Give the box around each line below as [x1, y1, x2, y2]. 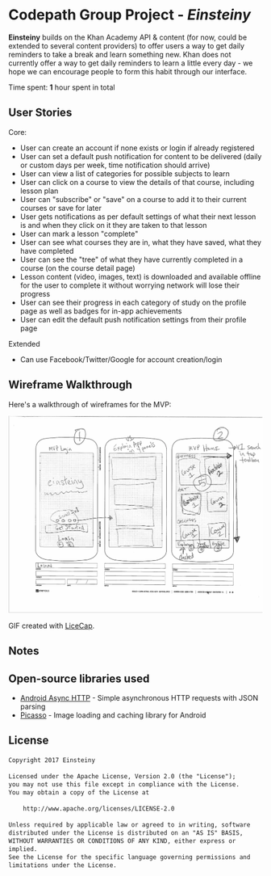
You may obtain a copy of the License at [8, 788, 150, 797]
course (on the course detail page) [19, 263, 135, 272]
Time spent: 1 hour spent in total [8, 82, 115, 92]
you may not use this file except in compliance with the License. [8, 780, 240, 789]
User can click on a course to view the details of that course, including [19, 177, 255, 187]
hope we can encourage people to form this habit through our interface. [8, 66, 248, 76]
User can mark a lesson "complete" [19, 229, 139, 238]
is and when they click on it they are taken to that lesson [19, 220, 207, 230]
